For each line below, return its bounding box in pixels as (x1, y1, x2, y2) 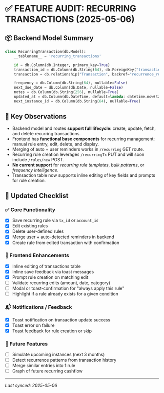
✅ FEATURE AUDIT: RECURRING (5, 3, 137, 14)
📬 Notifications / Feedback (5, 304, 72, 311)
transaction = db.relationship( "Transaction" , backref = (14, 72, 130, 76)
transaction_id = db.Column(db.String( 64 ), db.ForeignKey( (14, 67, 137, 72)
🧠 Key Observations (5, 112, 67, 121)
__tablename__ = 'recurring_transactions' (14, 53, 102, 59)
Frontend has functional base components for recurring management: (12, 136, 155, 142)
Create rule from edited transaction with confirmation (12, 240, 120, 246)
